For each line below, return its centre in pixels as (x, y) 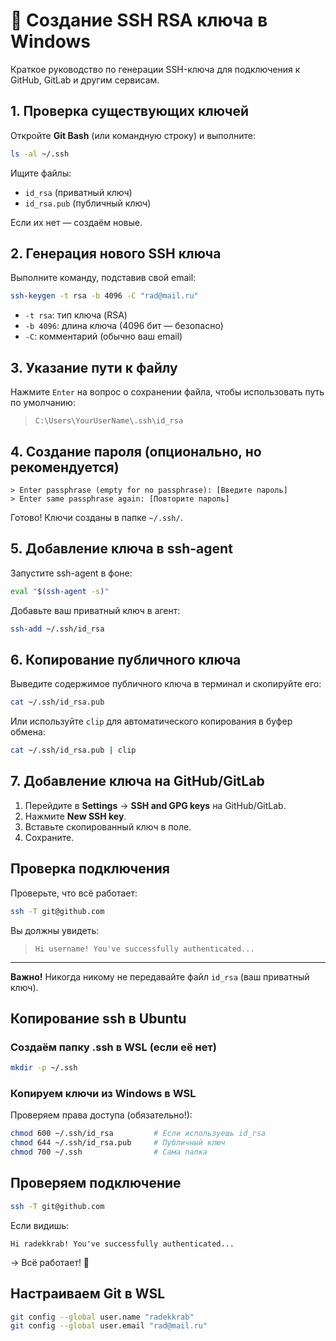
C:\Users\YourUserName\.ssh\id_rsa (109, 421)
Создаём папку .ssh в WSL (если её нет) (113, 1047)
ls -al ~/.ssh (40, 154)
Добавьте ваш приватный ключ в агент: (95, 610)
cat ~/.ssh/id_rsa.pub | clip (73, 750)
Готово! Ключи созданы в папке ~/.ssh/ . (96, 517)
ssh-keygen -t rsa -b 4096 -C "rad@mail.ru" (104, 296)
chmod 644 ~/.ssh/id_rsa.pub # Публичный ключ (118, 1143)
